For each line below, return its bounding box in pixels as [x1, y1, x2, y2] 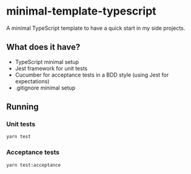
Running [6, 102, 39, 112]
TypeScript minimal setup [15, 58, 79, 65]
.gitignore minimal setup [15, 84, 76, 91]
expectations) [15, 77, 50, 85]
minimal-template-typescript [6, 4, 156, 18]
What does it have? [6, 42, 81, 52]
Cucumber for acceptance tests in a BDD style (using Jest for [15, 71, 169, 78]
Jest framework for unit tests [15, 64, 88, 72]
